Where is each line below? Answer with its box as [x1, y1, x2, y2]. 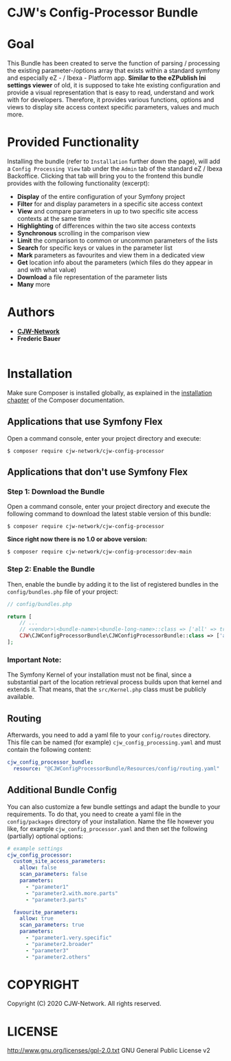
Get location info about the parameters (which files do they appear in [16, 258, 213, 266]
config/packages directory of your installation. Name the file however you [7, 817, 214, 826]
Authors [7, 304, 55, 320]
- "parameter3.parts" [25, 896, 88, 903]
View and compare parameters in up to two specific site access [16, 207, 198, 216]
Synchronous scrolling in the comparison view [16, 229, 150, 238]
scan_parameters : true [19, 921, 85, 929]
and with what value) [16, 266, 77, 274]
